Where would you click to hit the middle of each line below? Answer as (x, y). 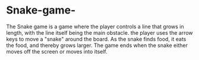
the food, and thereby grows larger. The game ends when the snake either (97, 45)
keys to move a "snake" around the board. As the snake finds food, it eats (96, 39)
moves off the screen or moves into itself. (57, 51)
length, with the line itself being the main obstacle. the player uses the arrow (99, 32)
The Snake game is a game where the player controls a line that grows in (95, 26)
